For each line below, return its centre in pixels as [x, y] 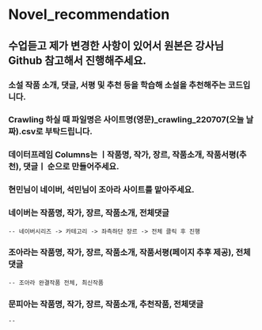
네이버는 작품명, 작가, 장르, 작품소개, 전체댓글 [89, 213]
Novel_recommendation [89, 15]
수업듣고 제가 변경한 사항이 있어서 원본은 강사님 [116, 45]
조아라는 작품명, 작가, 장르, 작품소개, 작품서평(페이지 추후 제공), [121, 253]
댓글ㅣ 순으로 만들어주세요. [71, 167]
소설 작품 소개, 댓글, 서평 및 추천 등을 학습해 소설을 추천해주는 [117, 84]
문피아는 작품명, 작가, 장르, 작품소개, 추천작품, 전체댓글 [106, 304]
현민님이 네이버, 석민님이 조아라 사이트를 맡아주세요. [101, 189]
